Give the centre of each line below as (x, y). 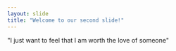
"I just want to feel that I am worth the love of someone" (88, 40)
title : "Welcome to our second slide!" (66, 20)
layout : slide (28, 14)
